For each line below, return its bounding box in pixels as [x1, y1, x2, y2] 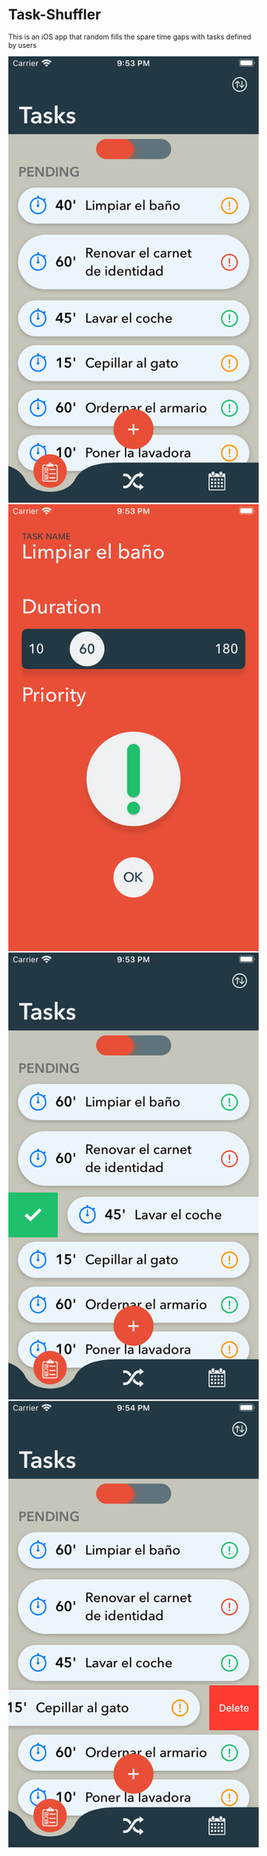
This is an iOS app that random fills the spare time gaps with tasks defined [8, 32, 252, 41]
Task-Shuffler [8, 6, 102, 24]
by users [8, 40, 37, 49]
